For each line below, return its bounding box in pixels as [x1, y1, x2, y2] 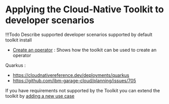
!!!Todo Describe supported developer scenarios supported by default [5, 31, 153, 37]
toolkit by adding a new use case [5, 93, 75, 99]
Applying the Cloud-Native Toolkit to [5, 4, 164, 15]
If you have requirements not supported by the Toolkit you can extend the [5, 87, 160, 93]
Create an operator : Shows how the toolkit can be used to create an [12, 47, 157, 53]
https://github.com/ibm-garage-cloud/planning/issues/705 [12, 77, 136, 84]
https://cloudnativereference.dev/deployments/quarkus [12, 72, 130, 78]
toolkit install [5, 37, 32, 43]
